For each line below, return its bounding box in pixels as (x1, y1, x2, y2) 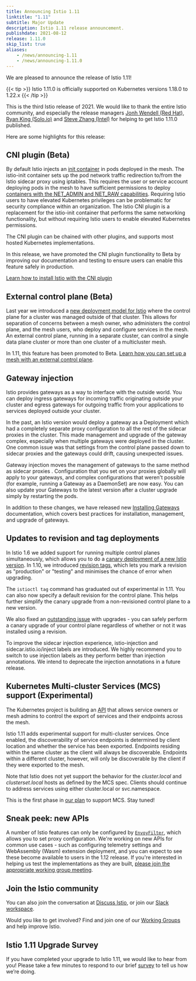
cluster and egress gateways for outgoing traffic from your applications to (6, 401, 184, 408)
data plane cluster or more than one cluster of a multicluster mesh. (6, 338, 167, 345)
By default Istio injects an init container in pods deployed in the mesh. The (6, 166, 184, 173)
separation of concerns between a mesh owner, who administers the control (6, 320, 190, 327)
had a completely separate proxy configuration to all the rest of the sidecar (6, 425, 187, 432)
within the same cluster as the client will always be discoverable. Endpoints (6, 748, 187, 755)
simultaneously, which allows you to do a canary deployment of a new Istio (6, 555, 187, 562)
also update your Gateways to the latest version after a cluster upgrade (6, 486, 177, 493)
